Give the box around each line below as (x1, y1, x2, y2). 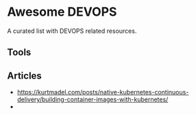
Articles (7, 70, 42, 81)
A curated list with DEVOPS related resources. (7, 27, 137, 35)
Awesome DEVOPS (7, 4, 117, 20)
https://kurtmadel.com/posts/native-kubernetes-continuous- (16, 88, 189, 97)
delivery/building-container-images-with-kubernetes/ (16, 95, 169, 103)
